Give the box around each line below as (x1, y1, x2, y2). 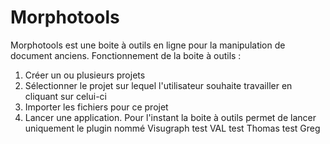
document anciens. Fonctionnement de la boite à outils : (10, 49, 242, 61)
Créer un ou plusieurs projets (24, 69, 146, 81)
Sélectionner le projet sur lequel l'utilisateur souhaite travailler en (24, 79, 293, 91)
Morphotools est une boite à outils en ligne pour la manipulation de (10, 39, 286, 51)
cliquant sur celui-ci (24, 90, 108, 102)
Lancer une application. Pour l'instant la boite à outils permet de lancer (24, 111, 317, 123)
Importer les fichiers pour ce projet (24, 101, 169, 113)
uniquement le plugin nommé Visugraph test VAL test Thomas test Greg (24, 122, 321, 134)
